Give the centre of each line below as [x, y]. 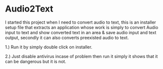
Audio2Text [29, 9]
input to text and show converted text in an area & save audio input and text [81, 32]
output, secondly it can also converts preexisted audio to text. [67, 38]
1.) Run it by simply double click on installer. [49, 47]
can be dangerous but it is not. [36, 61]
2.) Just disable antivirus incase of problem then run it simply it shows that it [81, 56]
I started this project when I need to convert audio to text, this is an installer [81, 22]
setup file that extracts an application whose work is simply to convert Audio [82, 27]
